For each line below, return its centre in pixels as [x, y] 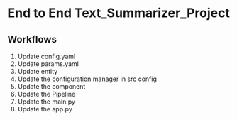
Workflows [32, 39]
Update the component [51, 86]
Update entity [38, 71]
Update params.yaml [48, 64]
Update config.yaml [46, 56]
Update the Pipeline [46, 94]
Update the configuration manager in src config [87, 79]
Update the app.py [45, 109]
